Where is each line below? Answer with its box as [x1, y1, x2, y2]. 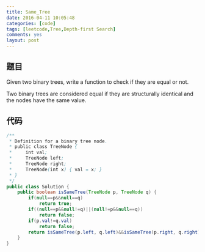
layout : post [6, 37, 40, 43]
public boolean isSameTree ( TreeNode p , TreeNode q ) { [17, 189, 157, 196]
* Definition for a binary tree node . [9, 138, 108, 144]
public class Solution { [6, 183, 70, 190]
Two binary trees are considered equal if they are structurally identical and [6, 90, 194, 97]
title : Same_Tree [6, 9, 51, 15]
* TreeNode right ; [9, 161, 67, 167]
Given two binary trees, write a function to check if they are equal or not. [6, 78, 189, 86]
